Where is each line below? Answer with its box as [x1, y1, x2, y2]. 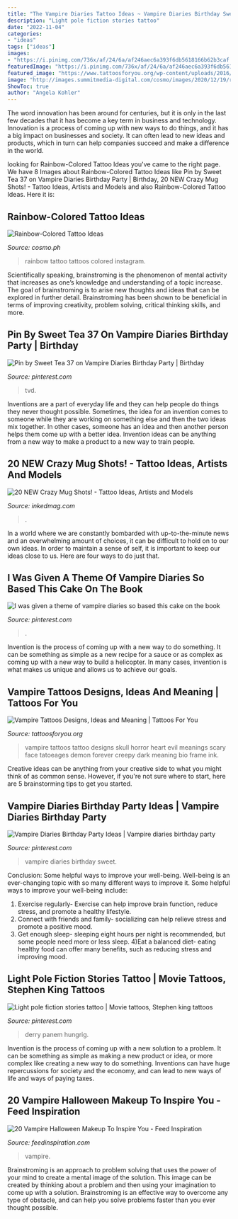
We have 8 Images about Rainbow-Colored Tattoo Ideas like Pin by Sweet [7, 168, 222, 176]
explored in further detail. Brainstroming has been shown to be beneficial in [7, 293, 227, 302]
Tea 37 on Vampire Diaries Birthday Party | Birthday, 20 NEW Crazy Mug [7, 175, 219, 184]
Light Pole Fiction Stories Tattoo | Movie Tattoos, [7, 973, 226, 985]
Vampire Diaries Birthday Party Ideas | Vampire [7, 800, 220, 812]
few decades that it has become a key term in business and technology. [7, 116, 217, 125]
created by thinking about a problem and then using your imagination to [7, 1180, 216, 1189]
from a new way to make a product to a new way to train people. [7, 437, 195, 446]
